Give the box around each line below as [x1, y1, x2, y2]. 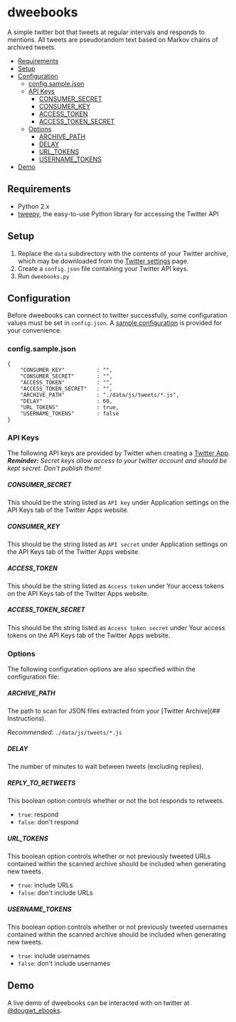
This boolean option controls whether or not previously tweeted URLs [7, 852, 211, 861]
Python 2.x [17, 202, 50, 211]
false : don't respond [17, 818, 79, 826]
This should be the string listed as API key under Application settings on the [7, 498, 230, 506]
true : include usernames [17, 951, 90, 960]
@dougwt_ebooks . [7, 1006, 63, 1014]
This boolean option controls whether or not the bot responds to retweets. [7, 797, 225, 805]
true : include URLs [17, 881, 73, 890]
